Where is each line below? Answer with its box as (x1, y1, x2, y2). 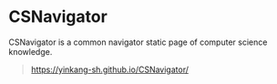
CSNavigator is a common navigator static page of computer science (8, 37, 268, 47)
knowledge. (8, 46, 53, 57)
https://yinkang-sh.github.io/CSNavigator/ (30, 64, 189, 75)
